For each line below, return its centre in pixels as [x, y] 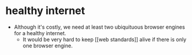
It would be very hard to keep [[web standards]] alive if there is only [104, 39]
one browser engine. [48, 46]
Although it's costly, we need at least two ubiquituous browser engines [100, 27]
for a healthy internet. [40, 33]
